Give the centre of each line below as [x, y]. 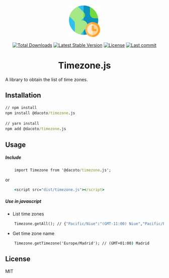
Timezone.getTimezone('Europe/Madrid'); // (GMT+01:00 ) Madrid [82, 243]
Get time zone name [33, 234]
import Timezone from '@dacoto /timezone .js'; [63, 170]
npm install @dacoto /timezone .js [40, 113]
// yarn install [22, 124]
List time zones [28, 214]
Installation [23, 96]
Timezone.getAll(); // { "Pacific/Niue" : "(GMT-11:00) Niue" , [78, 224]
